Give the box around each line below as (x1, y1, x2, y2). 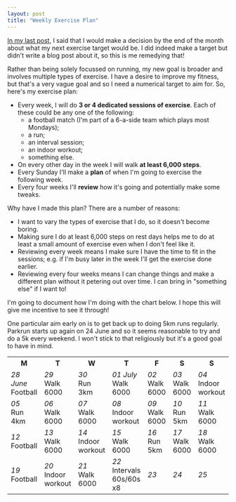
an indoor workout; (27, 145, 83, 154)
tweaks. (17, 190, 41, 199)
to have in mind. (7, 341, 54, 350)
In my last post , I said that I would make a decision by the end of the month (7, 36, 224, 44)
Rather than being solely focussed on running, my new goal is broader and (7, 65, 223, 73)
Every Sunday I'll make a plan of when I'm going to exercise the (17, 168, 202, 176)
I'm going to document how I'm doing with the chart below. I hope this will (7, 298, 221, 306)
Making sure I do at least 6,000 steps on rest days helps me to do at (17, 232, 214, 241)
